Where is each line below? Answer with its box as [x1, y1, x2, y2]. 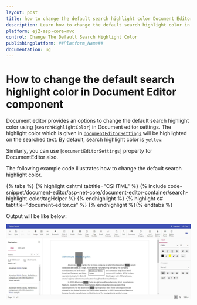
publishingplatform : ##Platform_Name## [6, 41, 104, 46]
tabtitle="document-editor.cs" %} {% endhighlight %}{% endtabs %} [6, 201, 173, 208]
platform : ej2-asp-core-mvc [6, 28, 75, 34]
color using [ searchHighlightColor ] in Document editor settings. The [6, 123, 172, 130]
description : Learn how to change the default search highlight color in [6, 22, 191, 28]
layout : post [6, 9, 38, 15]
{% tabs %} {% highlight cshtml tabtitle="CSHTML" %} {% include [6, 182, 167, 189]
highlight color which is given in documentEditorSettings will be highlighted [6, 129, 187, 136]
